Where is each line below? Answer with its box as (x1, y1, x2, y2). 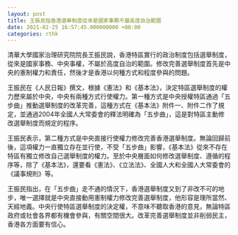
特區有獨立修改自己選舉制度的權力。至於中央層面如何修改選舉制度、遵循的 (7, 152, 225, 160)
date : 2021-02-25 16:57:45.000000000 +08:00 (7, 23, 141, 31)
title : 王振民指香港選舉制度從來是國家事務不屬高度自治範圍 (7, 17, 161, 24)
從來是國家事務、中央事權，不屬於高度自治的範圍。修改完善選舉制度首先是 (7, 60, 225, 68)
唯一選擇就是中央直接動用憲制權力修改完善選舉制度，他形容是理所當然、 (19, 193, 231, 202)
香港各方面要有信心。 (7, 220, 69, 229)
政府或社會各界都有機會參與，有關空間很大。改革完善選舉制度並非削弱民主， (7, 211, 231, 220)
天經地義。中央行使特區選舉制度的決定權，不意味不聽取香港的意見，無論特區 (7, 202, 231, 211)
